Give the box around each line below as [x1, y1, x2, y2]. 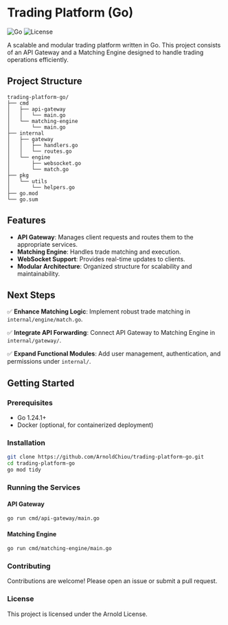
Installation [7, 438, 46, 448]
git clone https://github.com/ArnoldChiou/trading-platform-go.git [7, 454, 205, 461]
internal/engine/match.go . [7, 315, 83, 324]
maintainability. [16, 270, 60, 278]
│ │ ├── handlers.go [7, 142, 78, 149]
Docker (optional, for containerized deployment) [16, 421, 154, 429]
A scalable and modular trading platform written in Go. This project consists [7, 41, 221, 49]
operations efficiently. [7, 55, 69, 63]
